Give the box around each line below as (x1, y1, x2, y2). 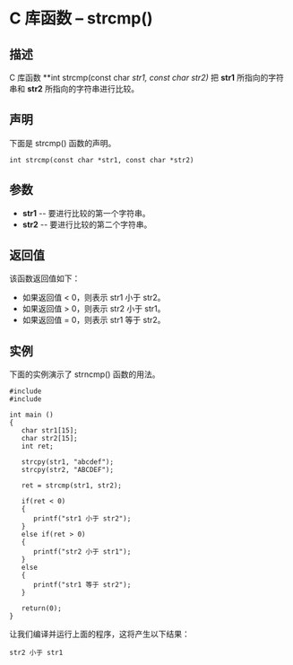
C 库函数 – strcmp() (9, 8, 154, 29)
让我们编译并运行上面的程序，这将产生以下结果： (9, 629, 190, 640)
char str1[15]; (21, 426, 78, 435)
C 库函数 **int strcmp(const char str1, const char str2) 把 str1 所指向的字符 (9, 73, 285, 83)
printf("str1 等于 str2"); (32, 581, 132, 590)
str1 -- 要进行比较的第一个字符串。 (22, 207, 151, 218)
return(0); (21, 604, 63, 613)
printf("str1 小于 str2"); (32, 514, 132, 523)
